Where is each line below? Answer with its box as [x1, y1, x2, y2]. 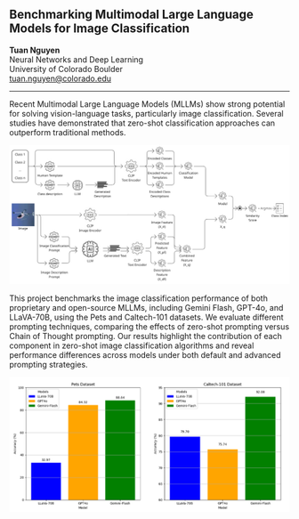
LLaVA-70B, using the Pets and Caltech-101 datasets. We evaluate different [9, 312, 284, 323]
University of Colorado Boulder [9, 63, 123, 74]
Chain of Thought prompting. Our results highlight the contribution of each [9, 331, 282, 342]
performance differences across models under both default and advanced [9, 350, 281, 361]
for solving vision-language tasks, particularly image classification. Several [9, 108, 284, 118]
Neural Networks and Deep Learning [9, 53, 144, 65]
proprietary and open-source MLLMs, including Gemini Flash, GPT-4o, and [9, 303, 284, 313]
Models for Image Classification [9, 21, 190, 36]
